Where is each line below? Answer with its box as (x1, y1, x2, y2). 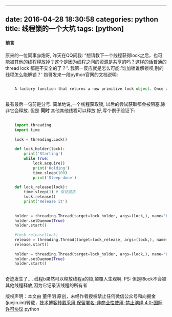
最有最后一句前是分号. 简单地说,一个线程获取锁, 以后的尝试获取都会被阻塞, (5, 101, 161, 107)
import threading (14, 123, 52, 128)
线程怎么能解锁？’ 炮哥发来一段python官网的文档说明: (5, 71, 118, 78)
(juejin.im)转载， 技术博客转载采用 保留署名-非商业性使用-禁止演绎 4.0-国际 (5, 300, 163, 306)
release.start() (14, 242, 50, 247)
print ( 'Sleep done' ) (32, 175, 77, 180)
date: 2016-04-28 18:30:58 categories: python (5, 15, 159, 24)
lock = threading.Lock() (14, 137, 68, 142)
